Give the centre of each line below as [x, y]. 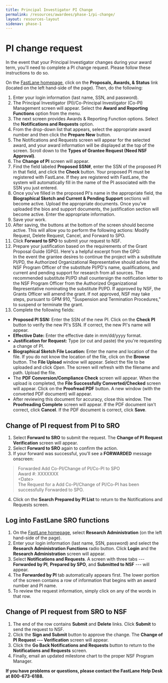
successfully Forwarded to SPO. [51, 490]
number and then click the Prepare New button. [62, 135]
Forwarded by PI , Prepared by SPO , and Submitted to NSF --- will [81, 564]
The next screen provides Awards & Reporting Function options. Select [85, 119]
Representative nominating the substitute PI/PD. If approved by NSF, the [87, 289]
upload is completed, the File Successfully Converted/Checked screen [87, 383]
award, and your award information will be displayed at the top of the [84, 145]
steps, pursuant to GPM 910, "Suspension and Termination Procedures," [87, 299]
